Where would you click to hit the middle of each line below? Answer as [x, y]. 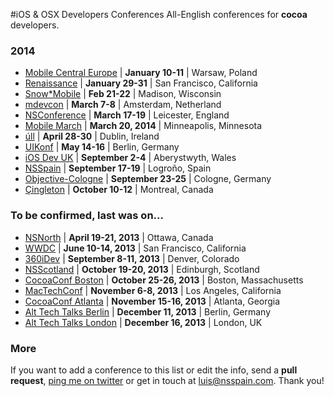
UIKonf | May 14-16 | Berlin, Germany [102, 147]
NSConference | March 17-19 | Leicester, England [127, 115]
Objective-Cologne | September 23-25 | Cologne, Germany [148, 179]
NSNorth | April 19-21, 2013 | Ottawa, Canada [119, 237]
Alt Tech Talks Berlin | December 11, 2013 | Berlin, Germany [148, 311]
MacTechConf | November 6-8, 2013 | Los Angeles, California [153, 290]
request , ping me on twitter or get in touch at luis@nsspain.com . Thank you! [167, 380]
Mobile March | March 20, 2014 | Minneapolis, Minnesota [143, 126]
